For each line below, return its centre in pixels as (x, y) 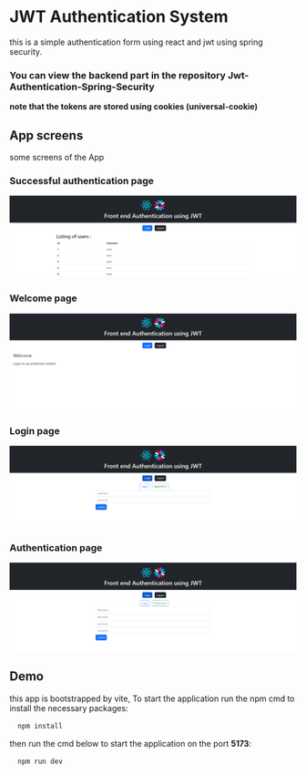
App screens (46, 135)
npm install (41, 726)
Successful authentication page (82, 181)
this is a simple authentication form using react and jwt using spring (137, 42)
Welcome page (43, 298)
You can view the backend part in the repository (117, 75)
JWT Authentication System (119, 17)
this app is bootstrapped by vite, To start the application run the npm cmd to (152, 698)
